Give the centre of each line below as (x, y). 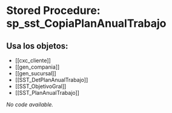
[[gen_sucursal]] (35, 73)
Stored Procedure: (54, 11)
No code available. (30, 104)
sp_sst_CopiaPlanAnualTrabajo (86, 23)
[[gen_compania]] (37, 67)
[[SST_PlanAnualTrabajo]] (47, 93)
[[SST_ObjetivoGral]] (41, 86)
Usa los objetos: (37, 46)
